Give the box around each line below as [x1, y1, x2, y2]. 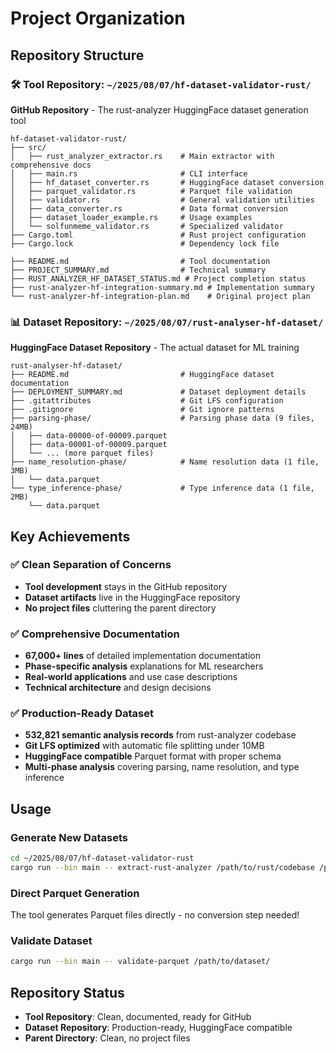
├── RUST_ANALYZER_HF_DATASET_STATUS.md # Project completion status [10, 273, 307, 284]
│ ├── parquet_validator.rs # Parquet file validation [10, 186, 293, 196]
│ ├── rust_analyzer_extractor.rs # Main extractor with [10, 151, 275, 161]
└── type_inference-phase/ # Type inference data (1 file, [10, 483, 315, 494]
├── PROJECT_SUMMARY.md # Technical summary [10, 265, 267, 275]
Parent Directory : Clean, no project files [24, 1032, 191, 1044]
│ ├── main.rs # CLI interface [10, 168, 248, 179]
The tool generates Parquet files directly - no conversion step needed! [10, 909, 300, 921]
